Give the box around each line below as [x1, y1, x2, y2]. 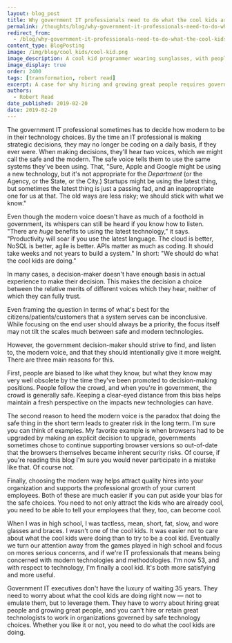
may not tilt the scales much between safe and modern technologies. [7, 327, 204, 335]
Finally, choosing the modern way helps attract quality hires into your [7, 476, 204, 485]
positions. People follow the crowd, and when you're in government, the [7, 383, 212, 391]
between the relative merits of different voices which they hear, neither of [7, 284, 216, 292]
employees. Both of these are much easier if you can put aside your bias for [7, 491, 223, 499]
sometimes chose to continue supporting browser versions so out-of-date [7, 440, 218, 449]
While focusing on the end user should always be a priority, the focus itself [7, 319, 220, 328]
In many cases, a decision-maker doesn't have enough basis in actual [7, 270, 206, 278]
